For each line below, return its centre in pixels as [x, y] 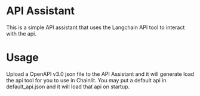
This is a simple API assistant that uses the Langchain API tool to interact [96, 27]
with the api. [21, 33]
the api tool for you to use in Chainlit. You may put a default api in [86, 80]
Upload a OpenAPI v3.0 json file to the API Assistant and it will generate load [100, 74]
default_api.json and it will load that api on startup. [68, 87]
